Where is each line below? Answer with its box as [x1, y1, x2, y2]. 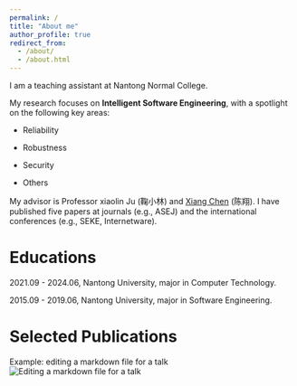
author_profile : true [9, 30, 91, 39]
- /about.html [17, 55, 71, 64]
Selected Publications [9, 326, 178, 347]
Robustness [22, 142, 68, 153]
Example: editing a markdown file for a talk [9, 356, 169, 367]
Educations [9, 248, 97, 268]
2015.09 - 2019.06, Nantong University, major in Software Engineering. [9, 295, 273, 306]
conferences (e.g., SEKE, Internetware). [9, 216, 158, 226]
